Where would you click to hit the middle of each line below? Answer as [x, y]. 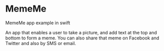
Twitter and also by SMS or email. [41, 43]
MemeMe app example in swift [38, 23]
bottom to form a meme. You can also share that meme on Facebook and [82, 38]
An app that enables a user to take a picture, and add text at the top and [81, 32]
